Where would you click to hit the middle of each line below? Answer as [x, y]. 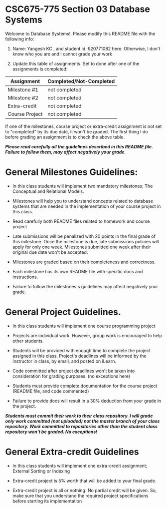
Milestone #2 [23, 97]
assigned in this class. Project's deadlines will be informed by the [80, 356]
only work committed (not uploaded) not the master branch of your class [83, 421]
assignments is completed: [40, 69]
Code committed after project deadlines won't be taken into [74, 371]
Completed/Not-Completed [81, 81]
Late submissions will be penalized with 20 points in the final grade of [84, 236]
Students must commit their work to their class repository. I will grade [79, 416]
